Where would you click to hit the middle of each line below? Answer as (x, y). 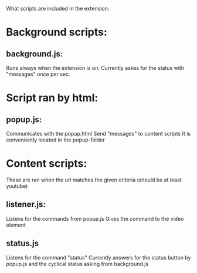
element (16, 225)
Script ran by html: (52, 98)
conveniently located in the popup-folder (56, 140)
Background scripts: (57, 32)
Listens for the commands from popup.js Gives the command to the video (95, 218)
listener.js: (26, 205)
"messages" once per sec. (38, 74)
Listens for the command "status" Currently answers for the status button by (98, 257)
